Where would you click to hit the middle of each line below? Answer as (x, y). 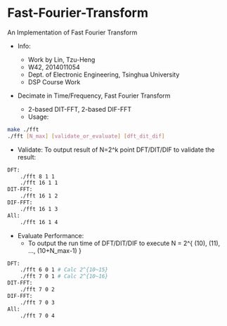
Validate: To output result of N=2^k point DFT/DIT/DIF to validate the (116, 150)
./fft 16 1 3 (39, 209)
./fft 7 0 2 (37, 289)
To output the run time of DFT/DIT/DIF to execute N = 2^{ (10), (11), (124, 243)
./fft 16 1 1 (39, 183)
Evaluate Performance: (51, 235)
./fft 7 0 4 (37, 315)
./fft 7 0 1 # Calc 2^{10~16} (64, 276)
